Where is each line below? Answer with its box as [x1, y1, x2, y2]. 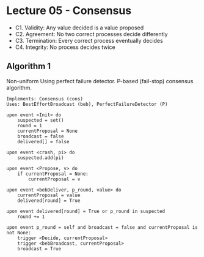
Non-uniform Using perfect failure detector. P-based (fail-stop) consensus [6, 77, 194, 84]
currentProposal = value [17, 192, 81, 198]
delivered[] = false [17, 138, 70, 144]
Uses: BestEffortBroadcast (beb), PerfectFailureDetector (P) [6, 101, 168, 107]
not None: [6, 229, 32, 236]
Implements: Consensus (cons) [6, 95, 84, 102]
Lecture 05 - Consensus [6, 4, 132, 18]
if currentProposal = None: [17, 171, 89, 177]
